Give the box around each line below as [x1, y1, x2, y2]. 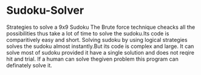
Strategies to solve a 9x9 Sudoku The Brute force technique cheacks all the [6, 23, 196, 31]
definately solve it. [6, 61, 53, 69]
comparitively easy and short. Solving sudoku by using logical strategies [6, 36, 188, 43]
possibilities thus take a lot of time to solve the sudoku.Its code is [6, 29, 169, 37]
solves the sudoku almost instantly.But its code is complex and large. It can [6, 43, 194, 50]
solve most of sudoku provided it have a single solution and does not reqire [6, 49, 194, 56]
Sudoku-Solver [6, 4, 84, 17]
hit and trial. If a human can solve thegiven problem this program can [6, 55, 179, 62]
